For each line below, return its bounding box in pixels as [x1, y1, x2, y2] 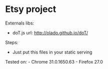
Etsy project [5, 3, 56, 15]
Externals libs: [5, 20, 34, 26]
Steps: [5, 39, 18, 45]
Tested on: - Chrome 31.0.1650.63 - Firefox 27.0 [5, 58, 103, 64]
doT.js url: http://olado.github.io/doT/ [12, 29, 88, 35]
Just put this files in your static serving [12, 49, 92, 55]
